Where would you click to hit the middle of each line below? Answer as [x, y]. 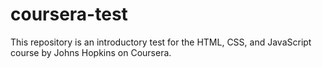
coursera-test [69, 14]
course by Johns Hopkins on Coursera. [91, 52]
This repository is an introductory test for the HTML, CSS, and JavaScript [161, 42]
